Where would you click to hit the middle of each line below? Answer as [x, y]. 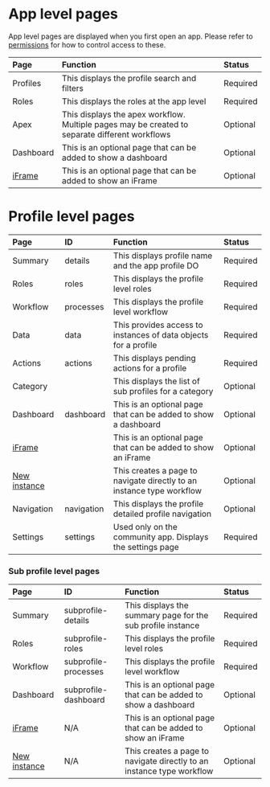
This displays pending [155, 358]
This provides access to [158, 325]
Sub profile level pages [54, 571]
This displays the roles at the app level [134, 101]
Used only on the [145, 527]
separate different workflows [116, 134]
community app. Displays [161, 537]
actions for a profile [150, 368]
